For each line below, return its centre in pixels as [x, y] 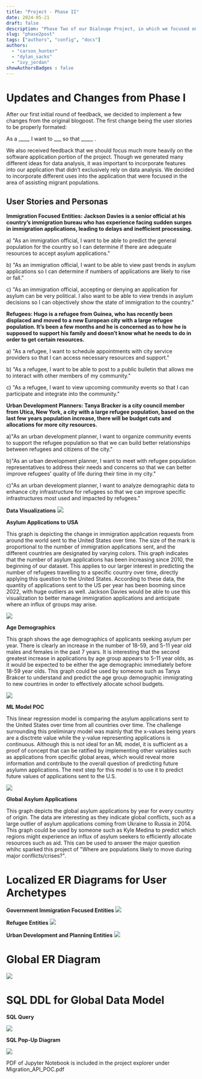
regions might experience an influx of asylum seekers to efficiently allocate [99, 837]
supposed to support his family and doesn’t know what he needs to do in [99, 333]
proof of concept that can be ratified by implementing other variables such [99, 750]
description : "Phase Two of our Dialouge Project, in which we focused [98, 29]
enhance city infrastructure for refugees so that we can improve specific [96, 492]
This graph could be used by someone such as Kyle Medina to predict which [101, 830]
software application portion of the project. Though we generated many [95, 157]
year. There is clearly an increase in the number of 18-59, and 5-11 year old [99, 646]
